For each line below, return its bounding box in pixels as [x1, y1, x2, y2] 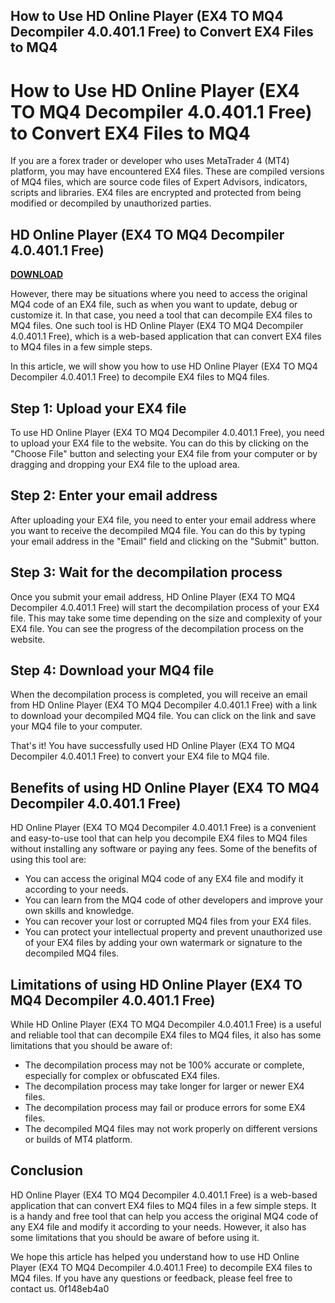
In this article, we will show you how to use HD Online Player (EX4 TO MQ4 [10, 360, 318, 373]
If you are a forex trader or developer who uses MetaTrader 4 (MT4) [10, 155, 290, 167]
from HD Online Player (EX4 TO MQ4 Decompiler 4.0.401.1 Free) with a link [10, 699, 318, 711]
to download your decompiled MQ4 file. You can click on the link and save [10, 710, 317, 722]
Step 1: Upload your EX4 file [10, 400, 187, 417]
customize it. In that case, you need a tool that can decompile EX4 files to [10, 309, 313, 321]
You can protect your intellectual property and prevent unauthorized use [24, 926, 323, 938]
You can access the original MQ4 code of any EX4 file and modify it [24, 873, 304, 885]
